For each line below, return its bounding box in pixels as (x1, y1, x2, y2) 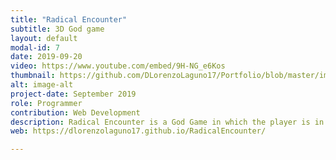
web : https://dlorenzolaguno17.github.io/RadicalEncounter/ (10, 126, 267, 136)
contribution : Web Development (10, 107, 141, 118)
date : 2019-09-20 (10, 52, 83, 62)
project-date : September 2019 (10, 89, 137, 99)
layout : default (10, 33, 78, 43)
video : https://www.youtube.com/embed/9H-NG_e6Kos (10, 61, 226, 71)
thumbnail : (10, 71, 56, 81)
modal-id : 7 (10, 42, 60, 53)
